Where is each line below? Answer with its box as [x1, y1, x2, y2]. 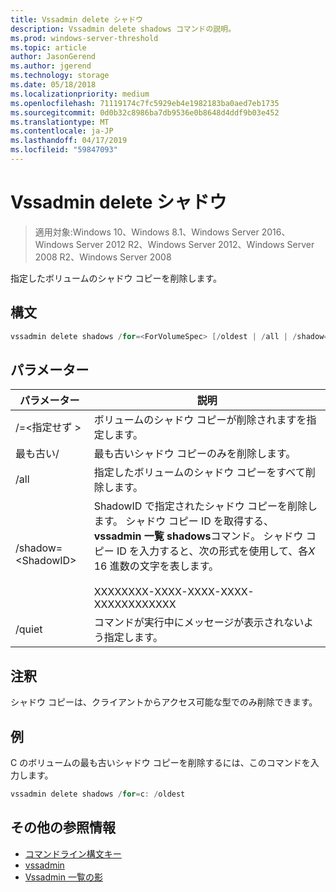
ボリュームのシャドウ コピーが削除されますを [93, 413, 307, 427]
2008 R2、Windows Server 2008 [34, 251, 172, 263]
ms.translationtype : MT [10, 117, 110, 127]
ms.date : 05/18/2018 [10, 80, 97, 90]
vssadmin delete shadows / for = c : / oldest [10, 789, 186, 799]
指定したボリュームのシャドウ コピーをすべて [93, 466, 306, 480]
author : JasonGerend [10, 52, 97, 62]
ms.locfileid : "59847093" [10, 145, 118, 155]
